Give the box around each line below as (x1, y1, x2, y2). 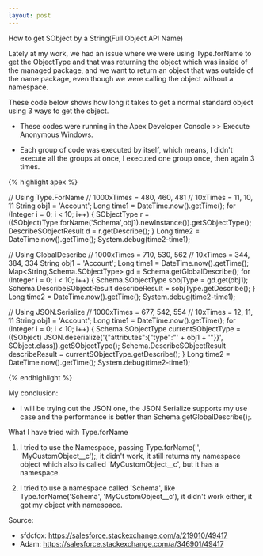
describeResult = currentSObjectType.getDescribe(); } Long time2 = (8, 349, 231, 358)
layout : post (8, 11, 51, 20)
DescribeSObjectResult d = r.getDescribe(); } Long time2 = (8, 226, 200, 236)
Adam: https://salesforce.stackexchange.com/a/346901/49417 (19, 539, 224, 548)
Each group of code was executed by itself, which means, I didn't (19, 145, 233, 154)
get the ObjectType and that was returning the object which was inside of (8, 57, 248, 66)
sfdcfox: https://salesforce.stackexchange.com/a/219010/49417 (19, 531, 228, 540)
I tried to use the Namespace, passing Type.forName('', (19, 442, 201, 452)
